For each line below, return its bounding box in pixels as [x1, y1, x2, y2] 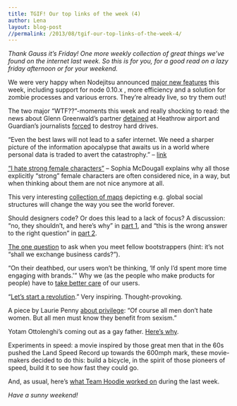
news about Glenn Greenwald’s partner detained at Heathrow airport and [8, 114, 219, 123]
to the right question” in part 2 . [8, 229, 97, 237]
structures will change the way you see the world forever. [8, 201, 175, 209]
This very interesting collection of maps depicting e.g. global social [8, 193, 203, 201]
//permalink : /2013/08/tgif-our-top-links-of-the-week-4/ [8, 30, 182, 37]
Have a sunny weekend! [8, 391, 78, 400]
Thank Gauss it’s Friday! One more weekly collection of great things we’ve [8, 49, 225, 58]
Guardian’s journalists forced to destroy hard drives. [8, 121, 159, 131]
